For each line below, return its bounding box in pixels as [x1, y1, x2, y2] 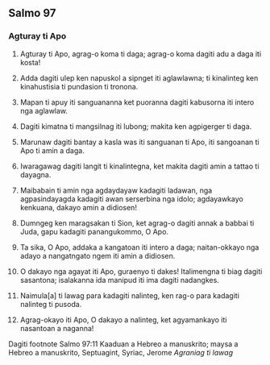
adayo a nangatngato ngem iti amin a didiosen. [19, 251, 176, 260]
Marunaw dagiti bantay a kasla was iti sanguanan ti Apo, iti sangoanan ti [19, 137, 260, 147]
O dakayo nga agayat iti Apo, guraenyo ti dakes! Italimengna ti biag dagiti [19, 266, 263, 276]
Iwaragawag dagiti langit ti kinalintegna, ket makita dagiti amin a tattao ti [19, 161, 260, 171]
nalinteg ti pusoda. [19, 299, 82, 309]
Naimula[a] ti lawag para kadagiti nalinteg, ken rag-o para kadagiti [19, 290, 240, 301]
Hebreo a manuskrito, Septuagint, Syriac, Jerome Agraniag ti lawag [8, 347, 234, 357]
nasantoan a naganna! [19, 323, 94, 333]
